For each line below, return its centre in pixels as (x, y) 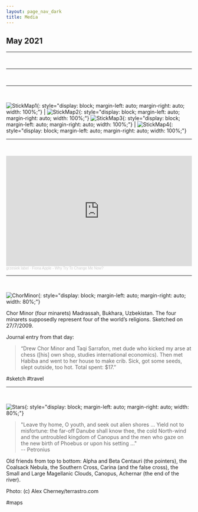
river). (13, 480)
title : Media (22, 17)
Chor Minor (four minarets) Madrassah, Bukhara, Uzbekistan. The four (91, 313)
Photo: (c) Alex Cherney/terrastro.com (52, 491)
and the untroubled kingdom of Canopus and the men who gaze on (102, 437)
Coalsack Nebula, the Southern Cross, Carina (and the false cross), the (92, 467)
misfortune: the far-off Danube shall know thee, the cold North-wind (103, 431)
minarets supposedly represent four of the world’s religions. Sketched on (95, 320)
